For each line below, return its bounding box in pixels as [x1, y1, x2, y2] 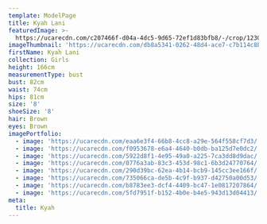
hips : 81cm [8, 93, 44, 101]
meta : [8, 196, 26, 204]
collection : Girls [8, 56, 69, 64]
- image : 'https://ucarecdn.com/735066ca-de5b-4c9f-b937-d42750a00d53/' [15, 174, 261, 183]
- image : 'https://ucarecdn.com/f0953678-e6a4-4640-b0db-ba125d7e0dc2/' [15, 145, 261, 153]
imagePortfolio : [8, 129, 62, 137]
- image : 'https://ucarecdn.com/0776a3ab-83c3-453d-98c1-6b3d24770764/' [15, 160, 261, 168]
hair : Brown [8, 115, 48, 123]
